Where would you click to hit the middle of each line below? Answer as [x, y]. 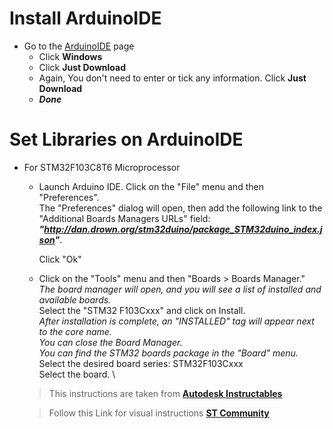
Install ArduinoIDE [85, 18]
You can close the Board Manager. [110, 342]
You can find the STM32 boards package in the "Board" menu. [168, 353]
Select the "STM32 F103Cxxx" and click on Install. [142, 310]
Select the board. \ [77, 374]
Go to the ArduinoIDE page [79, 46]
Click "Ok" [60, 259]
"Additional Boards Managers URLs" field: [124, 218]
